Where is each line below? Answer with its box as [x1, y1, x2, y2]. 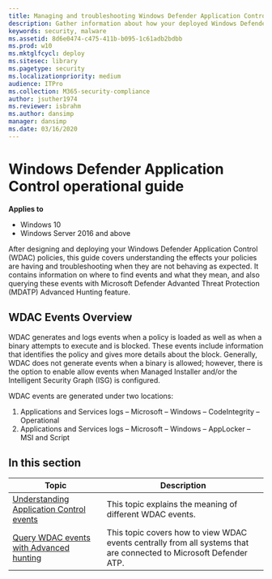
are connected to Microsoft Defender [106, 547, 249, 559]
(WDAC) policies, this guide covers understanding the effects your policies [8, 252, 257, 262]
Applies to [8, 204, 44, 213]
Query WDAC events [12, 532, 91, 543]
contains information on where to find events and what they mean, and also [8, 269, 261, 280]
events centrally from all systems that [106, 537, 249, 548]
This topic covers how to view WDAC [106, 527, 248, 538]
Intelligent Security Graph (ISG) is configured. [8, 375, 160, 385]
